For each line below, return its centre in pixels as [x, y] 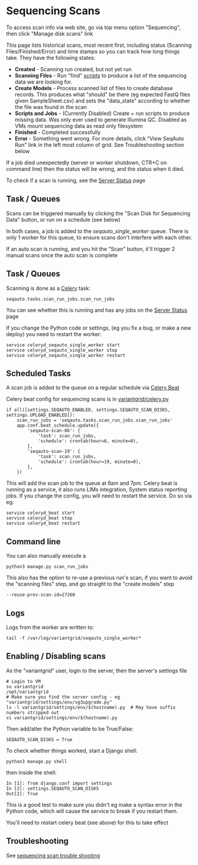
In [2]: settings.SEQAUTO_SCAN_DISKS [53, 789]
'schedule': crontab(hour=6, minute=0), [88, 441]
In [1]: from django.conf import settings [59, 783]
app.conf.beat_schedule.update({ [58, 426]
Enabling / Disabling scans [56, 656]
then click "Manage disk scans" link [50, 33]
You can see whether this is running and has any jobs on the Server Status [97, 310]
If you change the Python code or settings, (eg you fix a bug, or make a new [99, 328]
